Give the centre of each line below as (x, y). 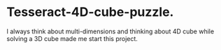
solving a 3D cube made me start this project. (72, 38)
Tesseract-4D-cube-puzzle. (90, 12)
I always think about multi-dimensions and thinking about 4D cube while (110, 31)
